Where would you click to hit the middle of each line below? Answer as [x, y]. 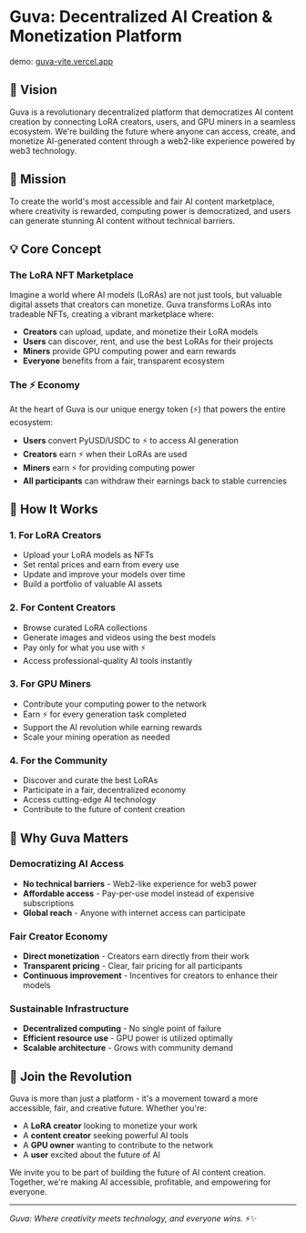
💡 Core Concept [56, 249]
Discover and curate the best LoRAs [90, 780]
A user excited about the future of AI [92, 1155]
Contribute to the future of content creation [104, 810]
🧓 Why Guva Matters [69, 838]
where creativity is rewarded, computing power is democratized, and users [150, 210]
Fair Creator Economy [59, 936]
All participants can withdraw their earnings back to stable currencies [155, 481]
